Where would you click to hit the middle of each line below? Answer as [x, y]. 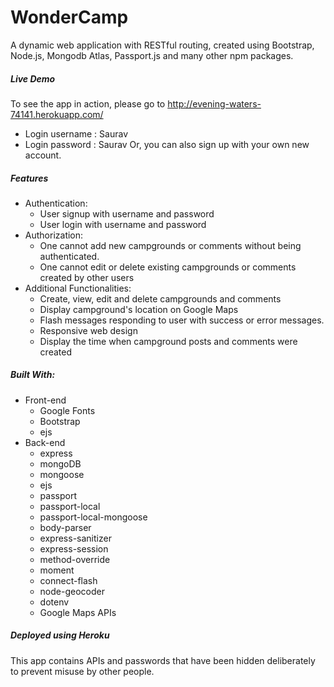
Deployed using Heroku [60, 635]
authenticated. [69, 256]
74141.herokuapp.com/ [57, 114]
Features [29, 178]
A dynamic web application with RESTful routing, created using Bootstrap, [162, 45]
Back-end [45, 442]
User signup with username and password [127, 213]
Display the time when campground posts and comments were [168, 341]
